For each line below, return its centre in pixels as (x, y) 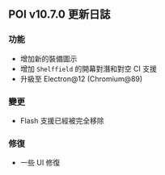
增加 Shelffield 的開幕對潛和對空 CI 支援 (89, 69)
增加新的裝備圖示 (49, 58)
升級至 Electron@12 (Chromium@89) (81, 78)
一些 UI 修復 (40, 163)
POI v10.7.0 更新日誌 (59, 15)
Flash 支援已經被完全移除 (62, 120)
